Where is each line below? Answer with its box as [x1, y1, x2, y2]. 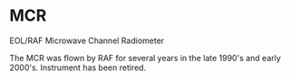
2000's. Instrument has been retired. [9, 62, 147, 73]
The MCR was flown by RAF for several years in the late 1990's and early [9, 52, 281, 63]
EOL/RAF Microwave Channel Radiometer [9, 35, 165, 46]
